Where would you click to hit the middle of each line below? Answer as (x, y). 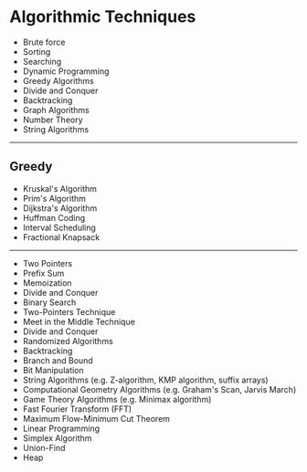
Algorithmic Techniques (103, 17)
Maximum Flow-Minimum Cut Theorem (96, 418)
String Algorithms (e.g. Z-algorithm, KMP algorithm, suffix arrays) (145, 380)
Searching (42, 61)
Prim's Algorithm (54, 198)
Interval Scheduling (59, 227)
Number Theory (53, 120)
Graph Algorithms (56, 110)
